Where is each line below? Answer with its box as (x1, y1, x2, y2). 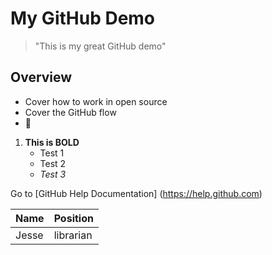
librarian (53, 228, 93, 242)
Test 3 (39, 168, 67, 180)
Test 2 (39, 157, 67, 169)
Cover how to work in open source (24, 95, 168, 107)
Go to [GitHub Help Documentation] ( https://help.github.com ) (10, 187, 263, 199)
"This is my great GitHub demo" (34, 40, 167, 52)
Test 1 (39, 147, 65, 159)
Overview (10, 69, 73, 86)
